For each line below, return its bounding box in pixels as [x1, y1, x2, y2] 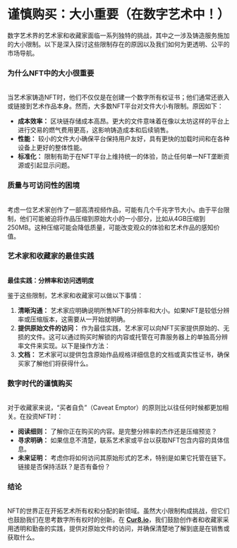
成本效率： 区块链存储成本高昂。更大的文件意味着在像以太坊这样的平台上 [17, 117, 230, 126]
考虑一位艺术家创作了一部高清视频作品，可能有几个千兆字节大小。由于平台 [7, 205, 224, 214]
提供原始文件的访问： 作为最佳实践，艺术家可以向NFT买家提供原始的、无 [17, 323, 230, 332]
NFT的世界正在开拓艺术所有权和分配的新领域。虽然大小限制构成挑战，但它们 [7, 506, 230, 516]
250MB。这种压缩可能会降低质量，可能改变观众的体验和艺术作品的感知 [7, 223, 214, 232]
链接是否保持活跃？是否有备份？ [17, 463, 111, 471]
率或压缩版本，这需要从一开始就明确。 [17, 315, 129, 323]
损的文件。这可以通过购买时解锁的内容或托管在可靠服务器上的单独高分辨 [17, 333, 228, 341]
